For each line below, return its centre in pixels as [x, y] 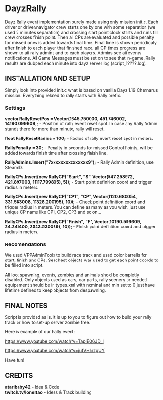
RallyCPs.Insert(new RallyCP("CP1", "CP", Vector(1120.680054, [71, 197]
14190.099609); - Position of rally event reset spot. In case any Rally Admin [81, 124]
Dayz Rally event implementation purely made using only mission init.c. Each [82, 22]
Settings [15, 108]
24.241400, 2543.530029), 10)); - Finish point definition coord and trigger [80, 227]
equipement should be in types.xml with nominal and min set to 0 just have [80, 285]
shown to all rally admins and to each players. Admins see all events [73, 53]
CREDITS [19, 375]
